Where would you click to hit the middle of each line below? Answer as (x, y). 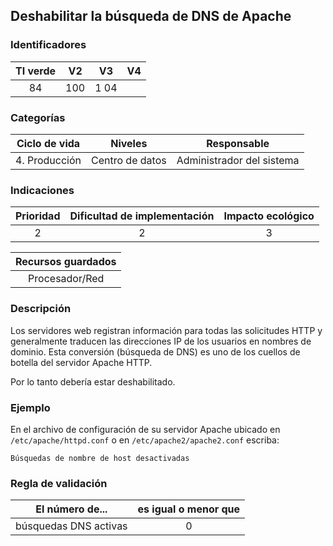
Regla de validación (59, 483)
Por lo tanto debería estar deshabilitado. (93, 381)
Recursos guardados (66, 262)
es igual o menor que (189, 509)
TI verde (36, 71)
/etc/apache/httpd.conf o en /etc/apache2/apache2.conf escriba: (145, 440)
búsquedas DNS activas (71, 526)
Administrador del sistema (238, 160)
